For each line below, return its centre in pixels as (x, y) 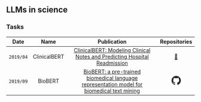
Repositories (176, 42)
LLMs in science (37, 10)
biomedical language (112, 78)
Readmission (112, 63)
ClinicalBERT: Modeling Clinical (112, 50)
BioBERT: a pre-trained (112, 71)
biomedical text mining (112, 91)
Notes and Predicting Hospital (112, 57)
